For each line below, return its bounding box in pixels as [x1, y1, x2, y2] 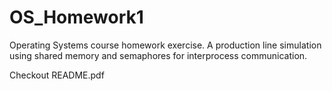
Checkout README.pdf [9, 69, 105, 81]
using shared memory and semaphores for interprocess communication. [9, 49, 308, 61]
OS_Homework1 [9, 6, 144, 29]
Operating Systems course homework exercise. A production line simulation [9, 39, 322, 51]
